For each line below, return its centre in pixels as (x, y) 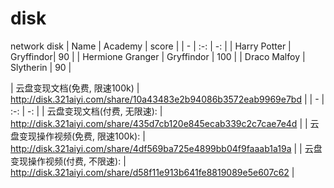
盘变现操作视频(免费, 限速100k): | (78, 136)
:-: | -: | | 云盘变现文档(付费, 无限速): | (86, 111)
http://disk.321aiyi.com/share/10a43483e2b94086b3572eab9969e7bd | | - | (167, 99)
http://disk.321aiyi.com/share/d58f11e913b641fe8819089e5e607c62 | (152, 172)
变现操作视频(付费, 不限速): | (68, 161)
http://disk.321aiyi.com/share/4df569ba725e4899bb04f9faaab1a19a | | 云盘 (166, 148)
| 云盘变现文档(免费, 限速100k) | (75, 88)
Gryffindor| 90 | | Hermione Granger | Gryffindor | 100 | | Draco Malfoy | (158, 56)
